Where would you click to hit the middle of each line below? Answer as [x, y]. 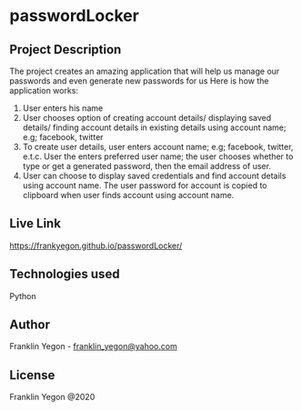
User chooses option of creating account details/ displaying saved [147, 118]
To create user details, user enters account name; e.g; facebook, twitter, [158, 147]
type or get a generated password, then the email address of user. [146, 166]
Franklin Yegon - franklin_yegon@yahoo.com [93, 346]
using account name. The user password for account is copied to [145, 185]
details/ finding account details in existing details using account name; [154, 127]
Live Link [35, 224]
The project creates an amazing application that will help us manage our [145, 71]
